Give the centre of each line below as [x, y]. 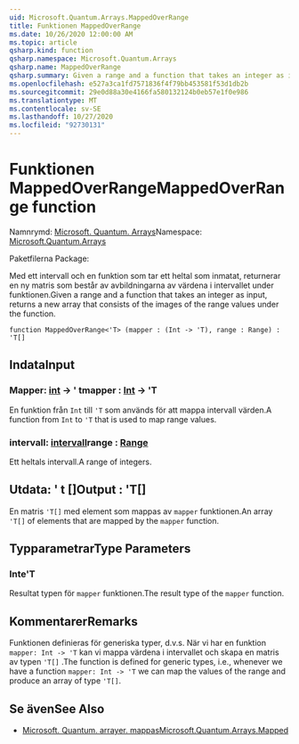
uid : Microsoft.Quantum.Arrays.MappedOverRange [99, 17]
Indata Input [42, 365]
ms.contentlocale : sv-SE [55, 109]
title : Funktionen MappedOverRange [75, 26]
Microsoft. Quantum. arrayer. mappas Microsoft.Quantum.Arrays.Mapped [155, 731]
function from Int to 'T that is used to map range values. [113, 419]
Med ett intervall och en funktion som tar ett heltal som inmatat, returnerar [145, 275]
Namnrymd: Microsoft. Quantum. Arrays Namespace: [106, 232]
